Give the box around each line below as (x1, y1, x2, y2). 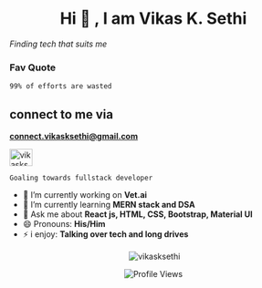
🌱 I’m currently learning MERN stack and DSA (22, 200, 195, 211)
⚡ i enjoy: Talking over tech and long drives (22, 229, 189, 240)
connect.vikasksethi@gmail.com (9, 131, 139, 142)
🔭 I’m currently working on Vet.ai (22, 190, 148, 201)
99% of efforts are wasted (9, 82, 112, 91)
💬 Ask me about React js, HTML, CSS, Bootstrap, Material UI (22, 209, 253, 220)
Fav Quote (9, 61, 57, 74)
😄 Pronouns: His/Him (22, 219, 106, 230)
